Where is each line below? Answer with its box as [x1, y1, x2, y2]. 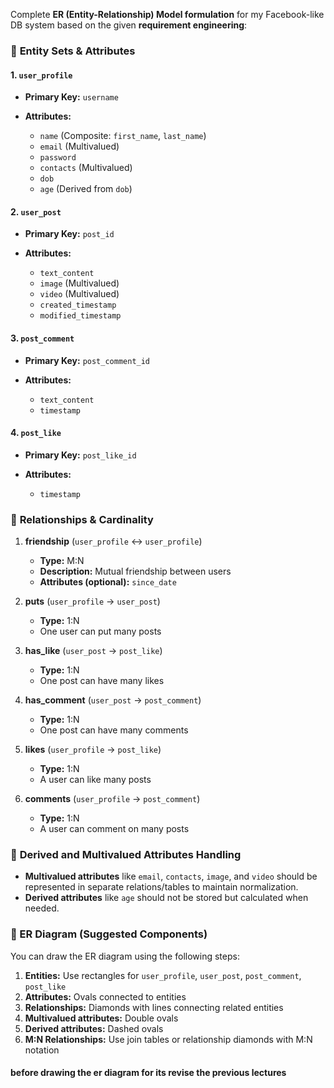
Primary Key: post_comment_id [24, 354, 151, 366]
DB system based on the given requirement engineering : [10, 19, 248, 31]
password [39, 153, 77, 163]
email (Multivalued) [39, 140, 120, 153]
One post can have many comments [39, 724, 189, 736]
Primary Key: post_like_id [24, 449, 137, 461]
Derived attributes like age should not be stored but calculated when [24, 892, 309, 904]
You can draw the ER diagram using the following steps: [10, 950, 240, 962]
